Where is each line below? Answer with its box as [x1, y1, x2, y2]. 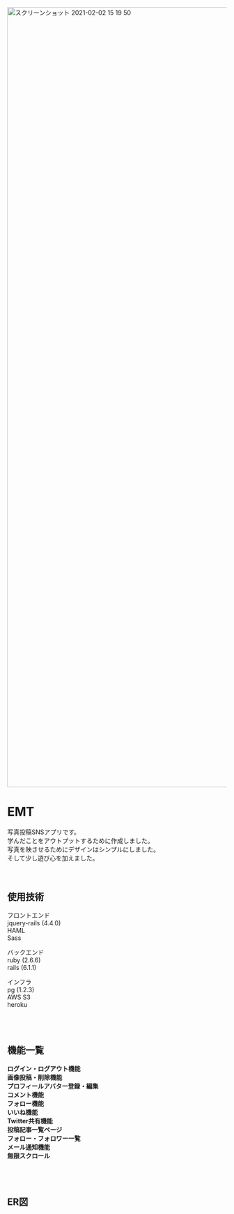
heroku [7, 1000, 28, 1008]
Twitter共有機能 [7, 1116, 54, 1125]
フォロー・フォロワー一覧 [7, 1134, 81, 1142]
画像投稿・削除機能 [7, 1073, 63, 1082]
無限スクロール [7, 1151, 50, 1160]
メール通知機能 [7, 1143, 50, 1151]
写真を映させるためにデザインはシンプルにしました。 [7, 845, 160, 853]
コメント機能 [7, 1091, 44, 1099]
